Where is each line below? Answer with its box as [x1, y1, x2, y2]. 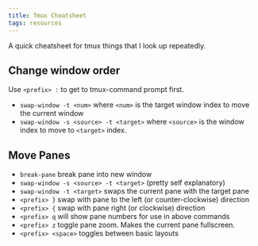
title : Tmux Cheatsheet [8, 11, 87, 20]
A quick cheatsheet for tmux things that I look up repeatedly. [8, 40, 206, 50]
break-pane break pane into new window [19, 170, 152, 179]
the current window [19, 109, 84, 118]
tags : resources [8, 19, 62, 27]
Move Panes [8, 148, 71, 162]
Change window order [8, 63, 121, 77]
